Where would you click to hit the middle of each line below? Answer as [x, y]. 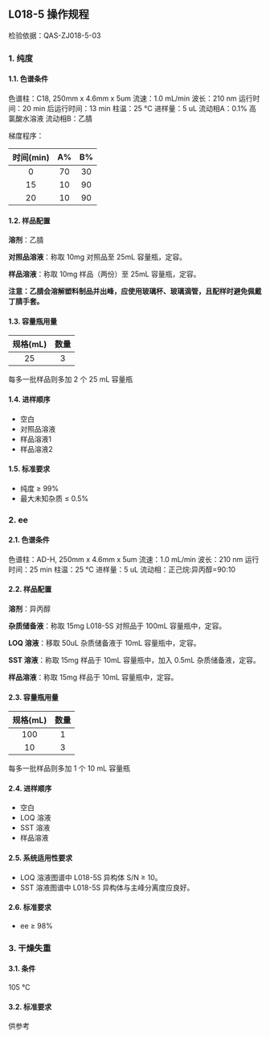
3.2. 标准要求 [30, 1007]
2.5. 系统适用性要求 [41, 858]
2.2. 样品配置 [30, 589]
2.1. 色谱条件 [29, 540]
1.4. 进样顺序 [29, 399]
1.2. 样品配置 [29, 221]
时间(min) [31, 157]
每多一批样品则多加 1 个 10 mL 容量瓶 [70, 768]
